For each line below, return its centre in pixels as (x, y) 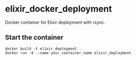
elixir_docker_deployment (59, 9)
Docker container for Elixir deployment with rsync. (55, 22)
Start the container (34, 37)
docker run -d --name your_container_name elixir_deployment (68, 53)
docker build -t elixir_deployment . (43, 49)
